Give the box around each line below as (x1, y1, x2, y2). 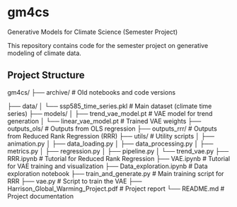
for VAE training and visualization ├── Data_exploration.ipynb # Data (7, 162, 208, 170)
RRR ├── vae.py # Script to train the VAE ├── (7, 177, 142, 185)
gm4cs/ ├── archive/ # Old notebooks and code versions (7, 88, 175, 96)
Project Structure (7, 69, 85, 81)
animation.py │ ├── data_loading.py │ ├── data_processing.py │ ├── (7, 139, 214, 148)
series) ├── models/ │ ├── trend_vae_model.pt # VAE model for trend (7, 109, 213, 117)
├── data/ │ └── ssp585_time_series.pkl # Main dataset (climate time (7, 102, 212, 110)
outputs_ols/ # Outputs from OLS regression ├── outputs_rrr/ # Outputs (7, 124, 217, 133)
